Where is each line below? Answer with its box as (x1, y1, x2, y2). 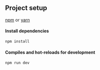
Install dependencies (5, 28, 49, 34)
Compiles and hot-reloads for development (5, 49, 96, 55)
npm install (5, 39, 30, 44)
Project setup (5, 4, 48, 12)
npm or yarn (5, 17, 31, 23)
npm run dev (5, 61, 30, 66)
